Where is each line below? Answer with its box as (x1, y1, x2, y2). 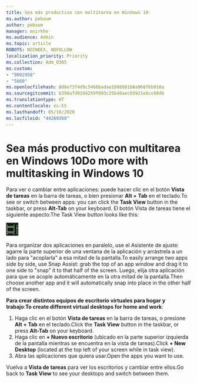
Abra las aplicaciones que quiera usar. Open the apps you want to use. (14, 352, 185, 359)
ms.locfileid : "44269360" (6, 115, 69, 121)
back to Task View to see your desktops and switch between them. (6, 370, 169, 377)
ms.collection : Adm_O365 (6, 59, 67, 65)
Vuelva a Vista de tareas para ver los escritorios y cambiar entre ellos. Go (6, 364, 184, 371)
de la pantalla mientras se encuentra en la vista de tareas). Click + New (14, 340, 186, 347)
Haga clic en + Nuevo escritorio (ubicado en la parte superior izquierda (14, 333, 189, 341)
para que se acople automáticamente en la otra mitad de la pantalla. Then (6, 273, 183, 280)
